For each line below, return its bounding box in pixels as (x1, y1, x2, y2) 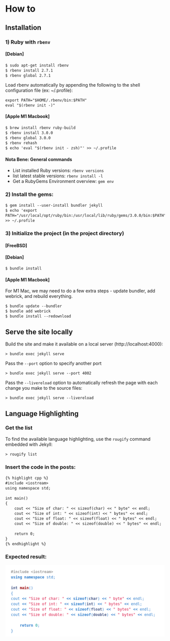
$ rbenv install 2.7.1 (5, 68, 53, 73)
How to (5, 3, 36, 15)
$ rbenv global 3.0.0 (5, 135, 51, 140)
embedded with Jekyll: (5, 441, 53, 447)
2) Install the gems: (5, 191, 54, 198)
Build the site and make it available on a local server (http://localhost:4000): (5, 341, 163, 347)
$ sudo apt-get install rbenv (5, 63, 69, 68)
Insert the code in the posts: (5, 463, 76, 470)
